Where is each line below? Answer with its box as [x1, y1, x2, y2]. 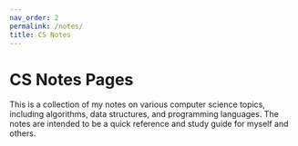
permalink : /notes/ [9, 22, 84, 31]
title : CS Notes [9, 30, 71, 39]
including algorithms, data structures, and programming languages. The [9, 109, 280, 120]
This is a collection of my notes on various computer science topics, [9, 99, 266, 110]
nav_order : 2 [9, 13, 59, 23]
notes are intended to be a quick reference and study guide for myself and [9, 119, 289, 130]
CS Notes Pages [9, 69, 134, 90]
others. [9, 128, 36, 139]
